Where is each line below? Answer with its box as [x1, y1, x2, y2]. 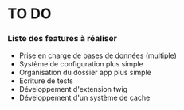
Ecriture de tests [18, 76, 73, 85]
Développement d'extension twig [18, 85, 128, 94]
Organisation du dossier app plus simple [18, 68, 152, 78]
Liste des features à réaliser [7, 33, 117, 44]
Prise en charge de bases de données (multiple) [18, 51, 177, 60]
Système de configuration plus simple [18, 59, 144, 69]
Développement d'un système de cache [18, 93, 151, 103]
